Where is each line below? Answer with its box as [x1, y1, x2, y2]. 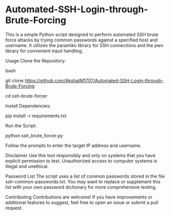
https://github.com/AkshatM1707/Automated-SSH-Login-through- [25, 77, 164, 83]
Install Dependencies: [5, 102, 51, 109]
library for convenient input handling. [5, 48, 83, 54]
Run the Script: [5, 122, 37, 128]
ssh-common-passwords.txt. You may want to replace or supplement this [5, 178, 161, 185]
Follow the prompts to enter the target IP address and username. [5, 142, 142, 148]
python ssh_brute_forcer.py [5, 132, 63, 139]
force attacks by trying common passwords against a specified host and [5, 37, 158, 43]
